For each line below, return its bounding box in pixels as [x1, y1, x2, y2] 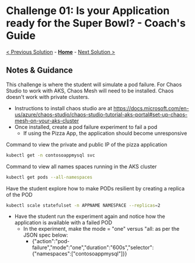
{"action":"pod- [32, 238, 70, 245]
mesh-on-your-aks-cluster [14, 117, 79, 124]
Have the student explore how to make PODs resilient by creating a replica [6, 185, 185, 192]
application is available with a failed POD [14, 219, 113, 226]
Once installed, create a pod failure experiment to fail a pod [14, 123, 158, 130]
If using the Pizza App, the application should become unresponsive [23, 129, 187, 136]
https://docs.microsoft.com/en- [113, 104, 189, 112]
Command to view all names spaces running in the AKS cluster [6, 163, 157, 170]
